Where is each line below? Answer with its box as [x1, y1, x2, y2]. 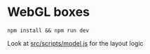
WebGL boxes [7, 4, 90, 20]
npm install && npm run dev [7, 27, 90, 34]
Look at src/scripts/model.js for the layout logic [7, 39, 144, 47]
